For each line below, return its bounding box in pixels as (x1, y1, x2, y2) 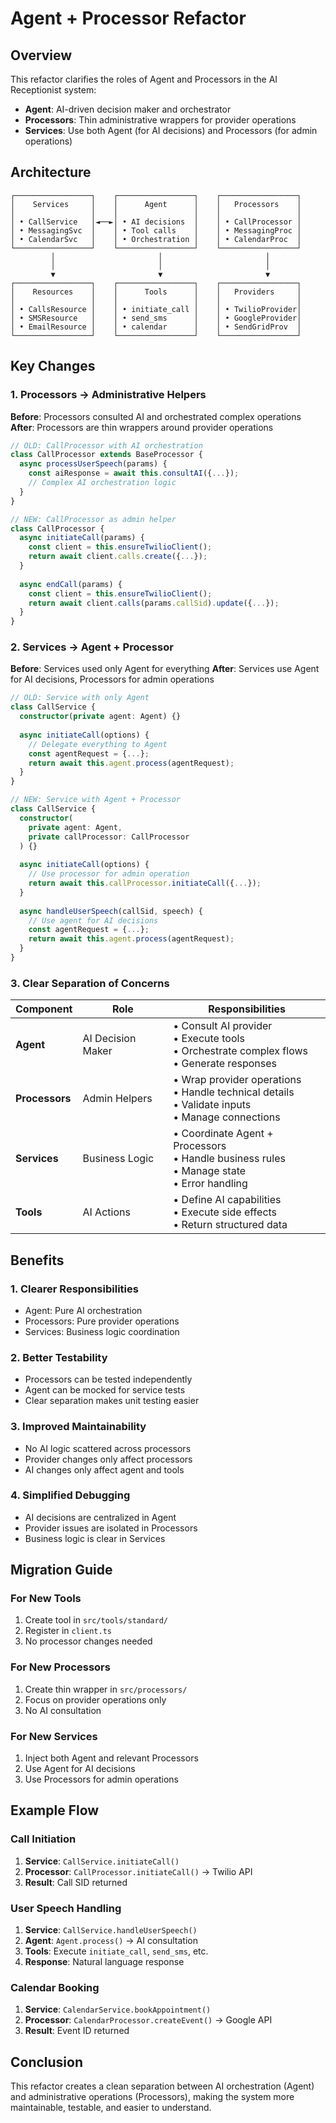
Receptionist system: (10, 84, 97, 96)
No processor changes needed (24, 1635, 153, 1647)
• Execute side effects (173, 1205, 278, 1219)
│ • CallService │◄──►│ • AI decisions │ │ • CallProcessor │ (10, 217, 302, 227)
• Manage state (173, 1164, 247, 1178)
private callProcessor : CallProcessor (28, 832, 190, 842)
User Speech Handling (10, 1901, 122, 1915)
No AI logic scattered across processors (24, 1442, 192, 1454)
